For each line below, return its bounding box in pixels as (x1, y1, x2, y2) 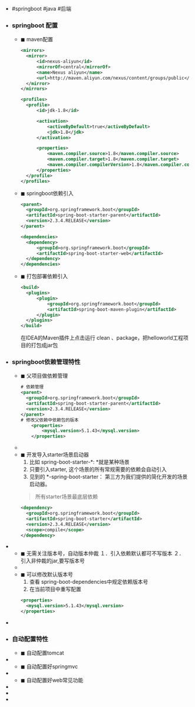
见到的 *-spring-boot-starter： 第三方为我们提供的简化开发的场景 (29, 473, 188, 481)
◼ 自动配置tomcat (20, 649, 64, 656)
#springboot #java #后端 (11, 5, 72, 12)
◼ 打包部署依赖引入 (20, 273, 68, 280)
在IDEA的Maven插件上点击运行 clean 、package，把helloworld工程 (20, 334, 184, 341)
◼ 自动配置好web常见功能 (20, 677, 84, 684)
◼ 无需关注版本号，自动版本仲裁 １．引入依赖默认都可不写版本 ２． (20, 550, 184, 557)
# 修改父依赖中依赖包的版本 (20, 417, 79, 423)
